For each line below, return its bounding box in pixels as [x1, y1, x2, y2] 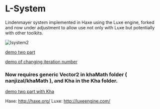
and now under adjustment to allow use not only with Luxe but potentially [5, 24, 155, 30]
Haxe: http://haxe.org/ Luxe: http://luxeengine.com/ [5, 98, 111, 104]
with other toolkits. [5, 30, 43, 36]
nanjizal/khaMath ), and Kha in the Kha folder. [5, 77, 118, 84]
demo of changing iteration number [5, 58, 78, 64]
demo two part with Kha [5, 89, 55, 95]
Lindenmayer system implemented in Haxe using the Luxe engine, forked [5, 19, 155, 25]
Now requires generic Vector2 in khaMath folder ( [5, 71, 127, 78]
